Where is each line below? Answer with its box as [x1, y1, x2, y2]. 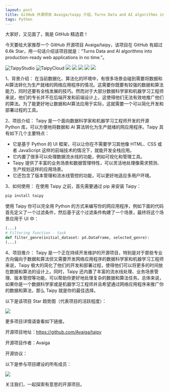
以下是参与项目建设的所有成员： [5, 361, 71, 367]
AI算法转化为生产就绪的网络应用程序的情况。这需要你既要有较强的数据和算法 [5, 82, 164, 88]
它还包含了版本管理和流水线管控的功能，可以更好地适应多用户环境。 [12, 172, 154, 179]
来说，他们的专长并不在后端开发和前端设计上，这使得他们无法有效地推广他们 [5, 94, 164, 101]
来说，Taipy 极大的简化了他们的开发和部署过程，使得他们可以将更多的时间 [5, 262, 159, 268]
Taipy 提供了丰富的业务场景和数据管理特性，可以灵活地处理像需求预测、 [12, 160, 162, 166]
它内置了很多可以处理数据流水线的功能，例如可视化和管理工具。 [12, 154, 145, 160]
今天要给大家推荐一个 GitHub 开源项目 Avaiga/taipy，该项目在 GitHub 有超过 [5, 42, 163, 48]
